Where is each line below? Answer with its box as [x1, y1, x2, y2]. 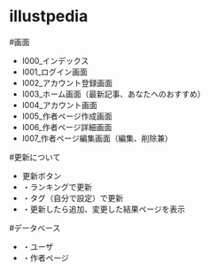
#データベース [9, 222, 61, 233]
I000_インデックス [21, 55, 89, 66]
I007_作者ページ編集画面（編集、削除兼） [21, 133, 173, 143]
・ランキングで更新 [21, 182, 93, 192]
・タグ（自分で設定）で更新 [21, 192, 124, 203]
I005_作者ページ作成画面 [21, 111, 112, 121]
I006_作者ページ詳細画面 [21, 121, 112, 132]
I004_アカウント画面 [21, 99, 97, 110]
